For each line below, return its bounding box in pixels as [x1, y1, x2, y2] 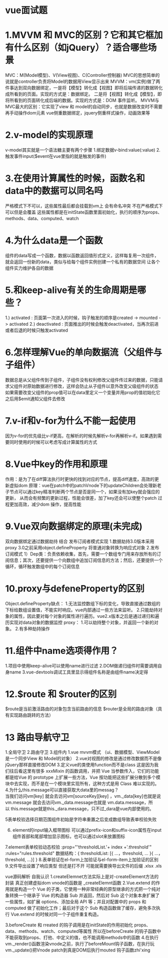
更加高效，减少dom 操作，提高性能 [9, 501, 81, 507]
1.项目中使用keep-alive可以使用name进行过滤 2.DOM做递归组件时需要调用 [5, 662, 158, 668]
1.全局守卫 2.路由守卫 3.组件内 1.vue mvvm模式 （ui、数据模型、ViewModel [5, 749, 160, 755]
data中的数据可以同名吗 [5, 185, 103, 197]
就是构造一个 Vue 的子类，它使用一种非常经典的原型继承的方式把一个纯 [9, 886, 156, 892]
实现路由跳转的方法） [9, 712, 53, 718]
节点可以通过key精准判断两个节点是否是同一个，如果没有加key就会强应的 [9, 489, 160, 495]
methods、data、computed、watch [5, 216, 79, 221]
